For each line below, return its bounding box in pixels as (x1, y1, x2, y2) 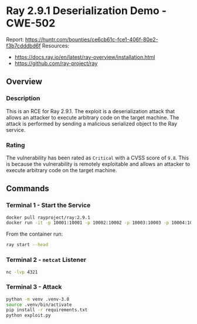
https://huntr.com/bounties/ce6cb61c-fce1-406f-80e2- (25, 36, 158, 43)
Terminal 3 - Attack (6, 283, 62, 291)
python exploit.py (6, 312, 51, 319)
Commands (6, 183, 50, 194)
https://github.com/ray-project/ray (14, 60, 98, 67)
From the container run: (6, 230, 63, 238)
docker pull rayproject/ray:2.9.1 (6, 214, 91, 220)
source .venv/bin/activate (6, 302, 72, 308)
